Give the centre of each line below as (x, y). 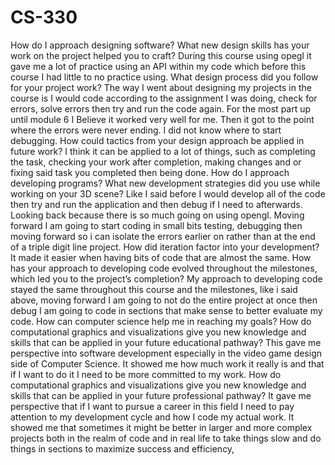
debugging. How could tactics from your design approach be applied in (157, 140)
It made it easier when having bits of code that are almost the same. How (161, 257)
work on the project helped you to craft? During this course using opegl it (161, 55)
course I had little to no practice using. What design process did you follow (164, 77)
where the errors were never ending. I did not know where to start (146, 130)
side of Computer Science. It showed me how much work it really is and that (167, 363)
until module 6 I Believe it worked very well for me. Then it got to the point (162, 119)
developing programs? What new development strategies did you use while (165, 183)
